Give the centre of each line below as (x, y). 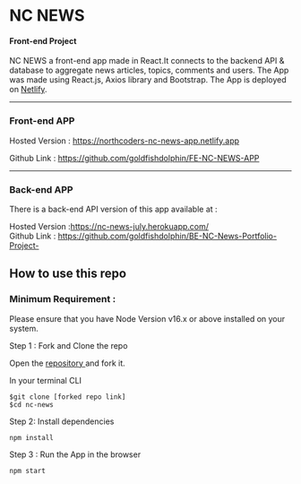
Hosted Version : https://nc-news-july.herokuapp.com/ (109, 226)
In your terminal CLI (46, 380)
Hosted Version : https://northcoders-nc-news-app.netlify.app (125, 141)
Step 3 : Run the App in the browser (75, 454)
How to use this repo (68, 274)
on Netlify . (28, 90)
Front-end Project (43, 40)
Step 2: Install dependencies (62, 421)
